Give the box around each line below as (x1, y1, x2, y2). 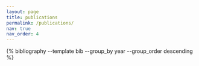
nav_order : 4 (6, 31, 39, 37)
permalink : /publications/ (6, 20, 74, 26)
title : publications (6, 14, 58, 20)
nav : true (6, 25, 31, 32)
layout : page (6, 8, 39, 15)
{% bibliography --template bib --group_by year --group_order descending (6, 47, 193, 55)
